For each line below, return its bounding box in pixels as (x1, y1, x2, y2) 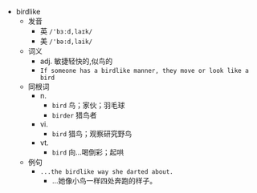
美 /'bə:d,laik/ (39, 36, 93, 46)
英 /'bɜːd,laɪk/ (39, 26, 93, 35)
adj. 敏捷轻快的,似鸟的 (39, 56, 113, 66)
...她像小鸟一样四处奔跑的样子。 (51, 176, 157, 185)
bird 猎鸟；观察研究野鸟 (51, 129, 133, 139)
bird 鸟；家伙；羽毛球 (51, 100, 125, 110)
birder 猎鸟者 (51, 111, 98, 119)
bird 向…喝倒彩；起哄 (51, 147, 124, 157)
